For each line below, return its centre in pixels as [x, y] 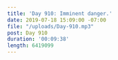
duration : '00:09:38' [38, 39]
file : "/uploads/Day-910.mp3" [51, 26]
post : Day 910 [28, 33]
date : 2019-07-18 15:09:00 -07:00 [57, 20]
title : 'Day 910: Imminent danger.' [60, 13]
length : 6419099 [30, 46]
